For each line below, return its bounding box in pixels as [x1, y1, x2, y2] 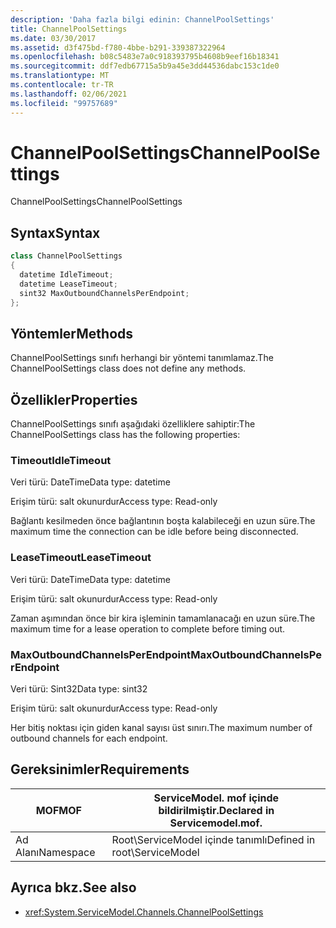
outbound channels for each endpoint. [10, 732, 168, 745]
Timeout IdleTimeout [10, 454, 112, 468]
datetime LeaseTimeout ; [19, 279, 118, 289]
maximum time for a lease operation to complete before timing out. [10, 622, 286, 635]
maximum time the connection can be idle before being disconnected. [10, 526, 299, 538]
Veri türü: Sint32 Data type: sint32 [10, 683, 148, 695]
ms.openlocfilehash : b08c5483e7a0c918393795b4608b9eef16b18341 [10, 52, 280, 62]
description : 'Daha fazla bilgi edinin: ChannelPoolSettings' [10, 14, 275, 25]
